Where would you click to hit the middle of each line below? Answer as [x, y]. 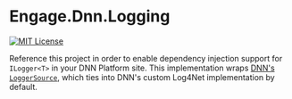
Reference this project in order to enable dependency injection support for [146, 58]
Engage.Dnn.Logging [90, 16]
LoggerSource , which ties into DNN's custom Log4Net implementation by [142, 77]
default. [24, 87]
